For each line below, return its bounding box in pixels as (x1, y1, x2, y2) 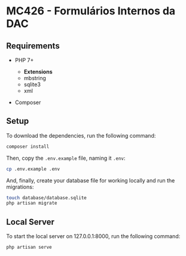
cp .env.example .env (6, 166, 60, 172)
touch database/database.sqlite (6, 194, 87, 201)
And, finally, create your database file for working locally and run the (6, 176, 175, 184)
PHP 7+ (14, 57, 34, 63)
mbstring (23, 75, 47, 81)
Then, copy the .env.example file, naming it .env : (6, 154, 126, 161)
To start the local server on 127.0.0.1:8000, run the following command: (6, 233, 181, 240)
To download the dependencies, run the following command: (6, 132, 156, 139)
